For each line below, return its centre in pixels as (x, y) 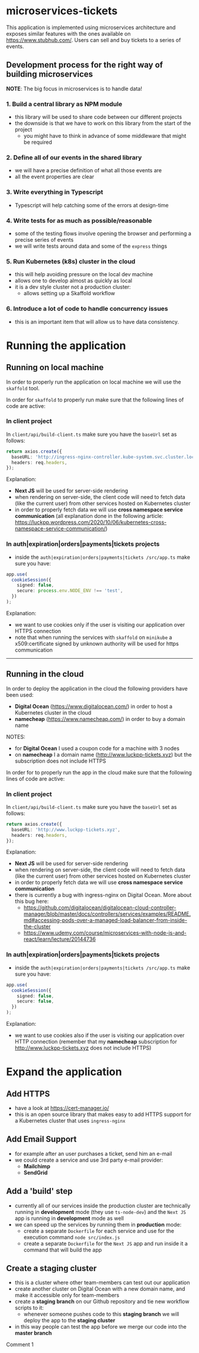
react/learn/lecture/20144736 (60, 939)
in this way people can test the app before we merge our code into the (100, 1327)
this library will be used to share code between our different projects (98, 117)
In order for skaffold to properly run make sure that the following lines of (95, 400)
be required (38, 142)
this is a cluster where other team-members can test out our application (102, 1283)
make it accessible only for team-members (67, 1295)
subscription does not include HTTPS (60, 761)
